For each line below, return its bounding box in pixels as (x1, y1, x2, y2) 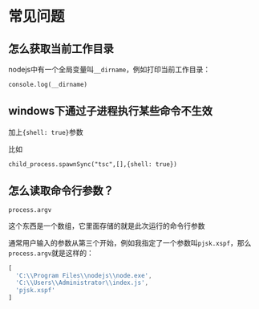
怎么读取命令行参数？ (8, 184, 114, 197)
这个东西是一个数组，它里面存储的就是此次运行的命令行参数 (8, 221, 205, 230)
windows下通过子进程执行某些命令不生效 (8, 104, 213, 118)
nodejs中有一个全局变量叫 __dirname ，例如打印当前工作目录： (8, 65, 211, 74)
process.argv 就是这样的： (8, 248, 94, 258)
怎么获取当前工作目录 (8, 42, 114, 55)
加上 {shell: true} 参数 (8, 127, 84, 136)
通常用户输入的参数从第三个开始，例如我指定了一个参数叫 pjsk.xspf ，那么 (8, 238, 252, 247)
